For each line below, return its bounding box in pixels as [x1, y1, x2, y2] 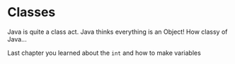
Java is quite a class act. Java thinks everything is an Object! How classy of [7, 27, 228, 36]
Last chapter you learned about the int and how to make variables [7, 49, 202, 57]
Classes [7, 4, 56, 20]
